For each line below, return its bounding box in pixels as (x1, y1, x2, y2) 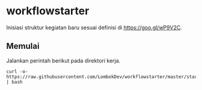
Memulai (6, 41, 40, 51)
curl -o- (6, 69, 28, 75)
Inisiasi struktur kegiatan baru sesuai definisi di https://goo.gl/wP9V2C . (6, 24, 182, 31)
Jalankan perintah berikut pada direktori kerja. (6, 57, 121, 64)
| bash (6, 79, 23, 85)
